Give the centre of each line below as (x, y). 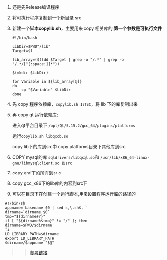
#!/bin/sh (15, 203)
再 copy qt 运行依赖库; (35, 115)
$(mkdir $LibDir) (30, 73)
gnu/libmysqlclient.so (36, 163)
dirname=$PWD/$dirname (29, 225)
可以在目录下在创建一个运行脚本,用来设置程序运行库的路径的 (74, 194)
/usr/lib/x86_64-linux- (125, 158)
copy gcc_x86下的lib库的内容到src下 (50, 183)
